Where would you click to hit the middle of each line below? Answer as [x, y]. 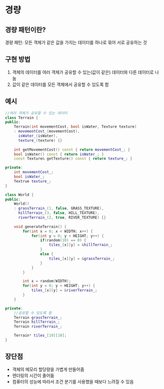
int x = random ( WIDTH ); [47, 281]
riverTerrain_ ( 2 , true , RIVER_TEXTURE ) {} [62, 218]
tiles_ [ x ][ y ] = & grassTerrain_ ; [82, 258]
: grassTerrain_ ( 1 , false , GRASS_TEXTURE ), [59, 208]
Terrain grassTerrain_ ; [38, 317]
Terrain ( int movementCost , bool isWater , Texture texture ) [75, 127]
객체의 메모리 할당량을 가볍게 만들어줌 [48, 369]
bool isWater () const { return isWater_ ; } [59, 154]
